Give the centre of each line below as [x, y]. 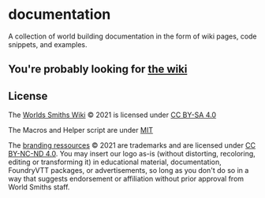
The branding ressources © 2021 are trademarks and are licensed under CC [132, 145]
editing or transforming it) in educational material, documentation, [115, 162]
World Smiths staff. [39, 187]
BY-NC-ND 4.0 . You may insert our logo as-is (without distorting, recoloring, [132, 154]
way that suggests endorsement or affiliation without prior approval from [126, 179]
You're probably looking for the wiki [98, 70]
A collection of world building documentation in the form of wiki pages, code [133, 36]
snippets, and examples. [48, 44]
